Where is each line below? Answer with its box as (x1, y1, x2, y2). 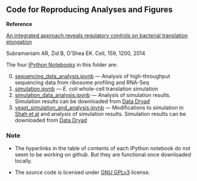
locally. (14, 157, 33, 164)
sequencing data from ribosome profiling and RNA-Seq (14, 79, 150, 86)
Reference (6, 20, 33, 27)
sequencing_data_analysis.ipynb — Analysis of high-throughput (14, 72, 170, 79)
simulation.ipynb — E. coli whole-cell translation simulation (14, 85, 159, 92)
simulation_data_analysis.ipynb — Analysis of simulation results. (14, 91, 171, 98)
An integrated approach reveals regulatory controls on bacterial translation (6, 32, 188, 39)
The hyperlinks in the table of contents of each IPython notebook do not (14, 145, 190, 152)
